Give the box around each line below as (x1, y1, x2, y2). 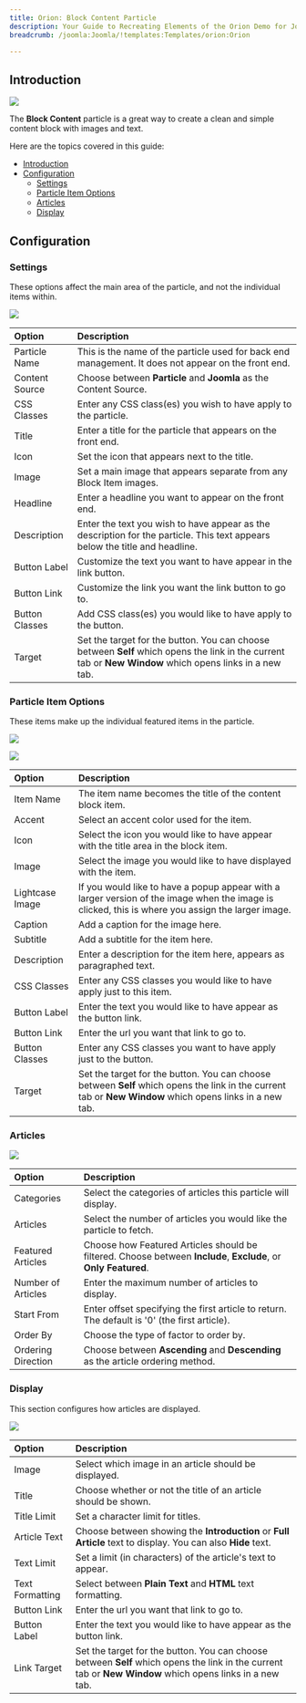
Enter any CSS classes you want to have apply (77, 1042, 276, 1054)
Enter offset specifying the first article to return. (83, 1303, 287, 1315)
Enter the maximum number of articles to (83, 1276, 258, 1289)
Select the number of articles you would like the (83, 1212, 288, 1225)
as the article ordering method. (83, 1355, 216, 1368)
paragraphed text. (77, 960, 155, 972)
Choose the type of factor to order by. (83, 1329, 246, 1342)
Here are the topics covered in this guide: (9, 140, 165, 151)
